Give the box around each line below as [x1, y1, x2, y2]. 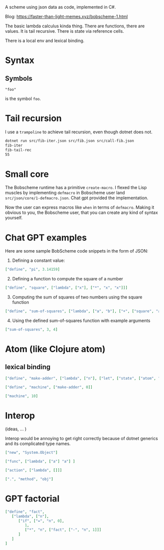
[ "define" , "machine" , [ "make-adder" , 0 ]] [5, 384, 93, 390]
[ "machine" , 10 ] [5, 393, 38, 399]
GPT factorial [5, 493, 60, 505]
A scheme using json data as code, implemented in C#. [5, 4, 116, 10]
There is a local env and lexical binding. [5, 38, 84, 43]
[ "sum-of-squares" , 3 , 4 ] [5, 327, 58, 332]
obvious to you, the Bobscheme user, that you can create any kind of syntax [5, 210, 158, 215]
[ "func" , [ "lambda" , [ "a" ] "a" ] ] [5, 459, 76, 464]
